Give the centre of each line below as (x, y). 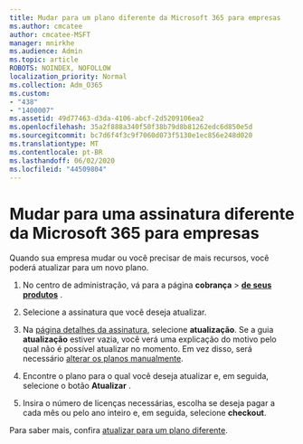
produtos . (43, 295)
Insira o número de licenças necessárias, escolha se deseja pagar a (149, 403)
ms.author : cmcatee (46, 26)
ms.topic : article (44, 60)
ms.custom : (30, 93)
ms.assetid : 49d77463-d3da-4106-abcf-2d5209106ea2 (107, 118)
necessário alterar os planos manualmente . (103, 359)
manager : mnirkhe (42, 43)
